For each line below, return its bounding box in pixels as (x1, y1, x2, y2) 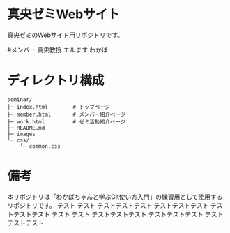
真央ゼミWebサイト (7, 6, 120, 22)
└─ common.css (20, 142, 61, 150)
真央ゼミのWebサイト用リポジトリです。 (7, 31, 124, 39)
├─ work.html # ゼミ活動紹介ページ (7, 118, 126, 126)
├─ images (7, 130, 36, 137)
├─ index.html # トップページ (7, 103, 110, 110)
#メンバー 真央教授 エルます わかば (7, 45, 108, 54)
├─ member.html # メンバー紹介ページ (7, 111, 126, 118)
